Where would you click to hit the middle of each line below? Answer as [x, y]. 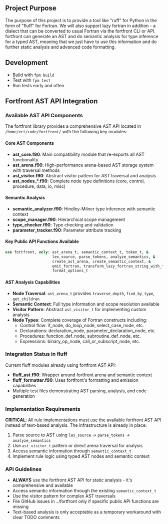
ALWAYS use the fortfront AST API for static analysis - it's [72, 480]
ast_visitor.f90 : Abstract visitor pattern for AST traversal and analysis [84, 175]
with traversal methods [36, 170]
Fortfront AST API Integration [51, 101]
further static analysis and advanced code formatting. [60, 47]
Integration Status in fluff [36, 354]
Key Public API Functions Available [42, 241]
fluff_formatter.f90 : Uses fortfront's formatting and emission [75, 380]
